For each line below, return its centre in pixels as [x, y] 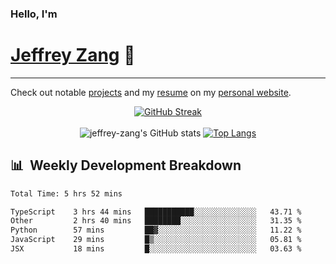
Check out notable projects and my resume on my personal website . [151, 92]
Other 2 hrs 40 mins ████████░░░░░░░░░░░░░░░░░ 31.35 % [156, 221]
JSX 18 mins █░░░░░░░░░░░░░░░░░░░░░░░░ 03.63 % [156, 249]
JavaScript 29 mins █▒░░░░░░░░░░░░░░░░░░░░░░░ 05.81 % [156, 240]
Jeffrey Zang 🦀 [73, 55]
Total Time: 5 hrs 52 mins [66, 193]
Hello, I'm [34, 14]
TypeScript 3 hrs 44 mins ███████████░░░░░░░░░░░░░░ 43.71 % [156, 212]
